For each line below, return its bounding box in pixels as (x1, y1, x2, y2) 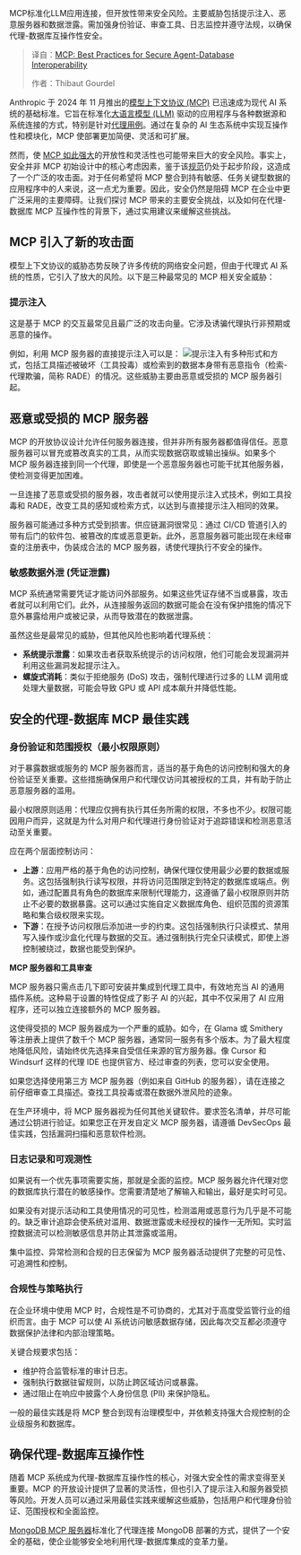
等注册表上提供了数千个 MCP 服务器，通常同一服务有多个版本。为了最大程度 (9, 1034, 291, 1044)
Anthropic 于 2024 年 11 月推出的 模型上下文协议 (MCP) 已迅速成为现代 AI (9, 97, 278, 108)
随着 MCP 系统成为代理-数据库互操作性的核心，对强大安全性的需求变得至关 (9, 1472, 287, 1483)
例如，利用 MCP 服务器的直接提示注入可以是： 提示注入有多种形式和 (9, 348, 271, 359)
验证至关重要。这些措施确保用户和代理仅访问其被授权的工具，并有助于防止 (16, 773, 292, 784)
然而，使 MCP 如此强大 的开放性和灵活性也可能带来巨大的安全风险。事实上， (9, 150, 291, 160)
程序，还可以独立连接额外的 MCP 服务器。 (9, 1003, 166, 1014)
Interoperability (30, 59, 88, 70)
